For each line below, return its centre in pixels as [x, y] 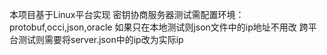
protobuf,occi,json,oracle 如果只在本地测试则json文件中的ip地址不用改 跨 [159, 27]
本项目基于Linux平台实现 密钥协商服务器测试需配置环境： [127, 14]
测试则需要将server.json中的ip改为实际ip [100, 39]
